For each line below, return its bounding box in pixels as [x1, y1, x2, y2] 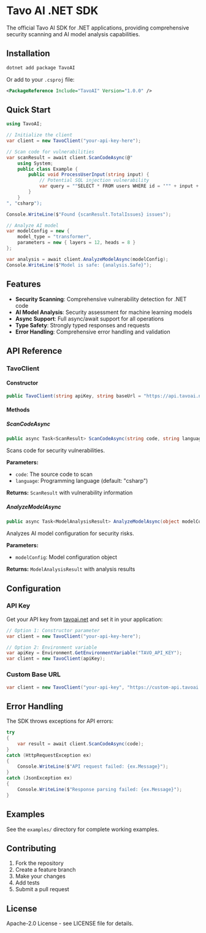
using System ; [17, 160, 53, 166]
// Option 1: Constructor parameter [6, 627, 100, 633]
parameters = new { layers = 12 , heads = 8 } [17, 240, 136, 246]
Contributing [6, 843, 56, 854]
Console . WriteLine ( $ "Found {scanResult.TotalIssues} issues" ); [6, 211, 172, 217]
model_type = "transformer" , [17, 234, 92, 240]
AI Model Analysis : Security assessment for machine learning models [15, 308, 193, 316]
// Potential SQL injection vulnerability [39, 178, 150, 184]
